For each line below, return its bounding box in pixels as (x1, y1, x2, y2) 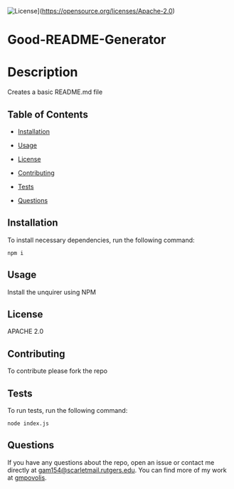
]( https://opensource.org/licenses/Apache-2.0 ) (37, 7, 176, 15)
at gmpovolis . (7, 473, 48, 482)
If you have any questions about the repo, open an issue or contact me (7, 458, 215, 466)
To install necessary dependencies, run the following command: (7, 236, 195, 244)
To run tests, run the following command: (7, 406, 128, 414)
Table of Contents (7, 108, 89, 120)
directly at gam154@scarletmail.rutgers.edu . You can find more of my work (7, 466, 228, 474)
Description (7, 64, 78, 80)
